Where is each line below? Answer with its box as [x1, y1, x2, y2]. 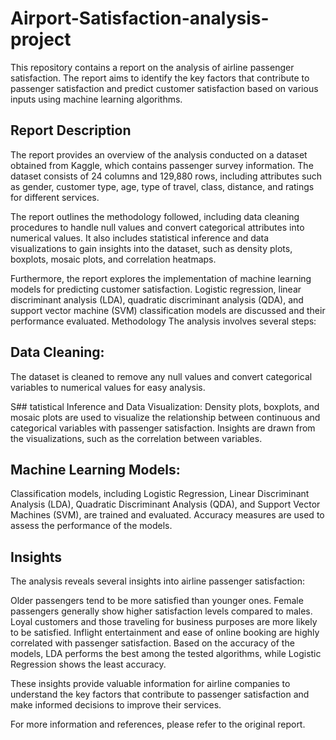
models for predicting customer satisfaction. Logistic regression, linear [10, 283, 302, 295]
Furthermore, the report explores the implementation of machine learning [10, 272, 312, 284]
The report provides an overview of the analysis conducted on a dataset [10, 148, 308, 161]
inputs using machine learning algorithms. [10, 93, 183, 105]
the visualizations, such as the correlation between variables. [10, 432, 263, 444]
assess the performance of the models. [10, 520, 173, 532]
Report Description [10, 122, 132, 139]
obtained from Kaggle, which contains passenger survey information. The [10, 159, 314, 171]
